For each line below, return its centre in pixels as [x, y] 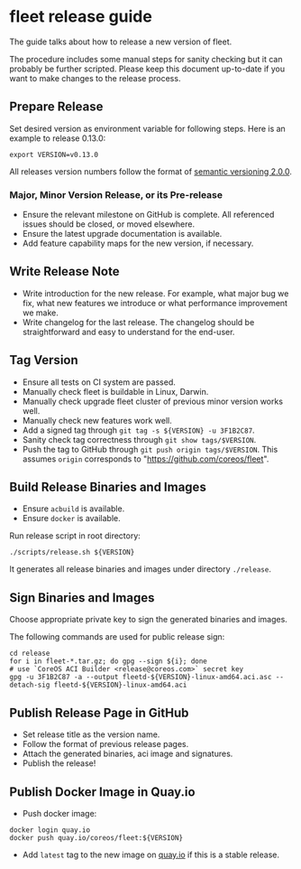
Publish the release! [59, 763]
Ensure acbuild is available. [73, 509]
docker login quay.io [50, 830]
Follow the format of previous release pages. [105, 744]
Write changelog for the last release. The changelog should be [138, 322]
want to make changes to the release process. [95, 78]
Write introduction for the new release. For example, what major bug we [155, 293]
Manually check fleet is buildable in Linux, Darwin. [115, 391]
